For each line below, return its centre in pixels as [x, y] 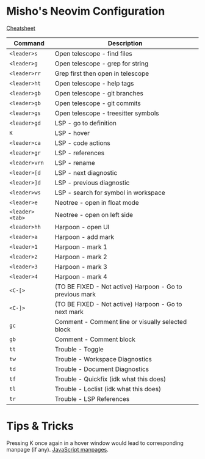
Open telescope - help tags [94, 83]
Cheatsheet [21, 28]
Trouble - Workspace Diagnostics [103, 359]
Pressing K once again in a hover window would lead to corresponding [95, 443]
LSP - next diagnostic [86, 172]
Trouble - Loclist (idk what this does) [108, 389]
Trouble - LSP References [92, 398]
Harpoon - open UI [82, 227]
